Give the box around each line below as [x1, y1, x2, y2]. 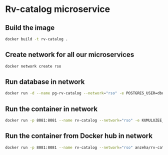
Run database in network [5, 77, 85, 86]
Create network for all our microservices [5, 50, 134, 59]
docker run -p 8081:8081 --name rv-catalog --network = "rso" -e [5, 118, 140, 123]
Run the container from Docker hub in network [5, 131, 153, 140]
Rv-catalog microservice [5, 3, 110, 15]
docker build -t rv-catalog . [5, 36, 68, 41]
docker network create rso [5, 63, 61, 68]
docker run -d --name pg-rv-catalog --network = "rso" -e [5, 91, 124, 96]
